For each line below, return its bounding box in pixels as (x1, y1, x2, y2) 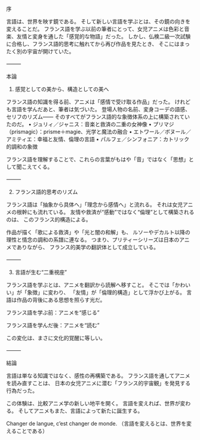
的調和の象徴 (6, 143, 38, 150)
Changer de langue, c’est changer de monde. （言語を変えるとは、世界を (6, 420, 187, 427)
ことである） (16, 427, 48, 435)
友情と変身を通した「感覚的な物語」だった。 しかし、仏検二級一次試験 (16, 33, 191, 40)
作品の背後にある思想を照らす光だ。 (16, 297, 106, 303)
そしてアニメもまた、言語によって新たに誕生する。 (17, 407, 143, 414)
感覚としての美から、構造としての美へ (14, 85, 109, 93)
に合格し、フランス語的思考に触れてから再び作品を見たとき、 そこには (6, 41, 180, 47)
